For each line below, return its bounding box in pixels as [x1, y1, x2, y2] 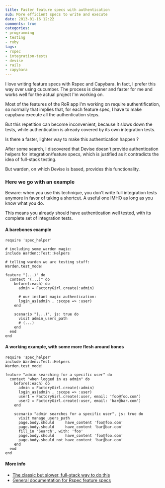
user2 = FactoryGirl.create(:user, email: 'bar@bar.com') [18, 398, 141, 403]
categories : [5, 26, 30, 31]
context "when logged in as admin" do [9, 376, 90, 382]
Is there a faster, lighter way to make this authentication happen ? [5, 136, 139, 142]
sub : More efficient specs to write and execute [5, 12, 108, 17]
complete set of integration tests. [5, 215, 73, 221]
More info [5, 461, 26, 467]
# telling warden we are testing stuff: [5, 259, 90, 264]
